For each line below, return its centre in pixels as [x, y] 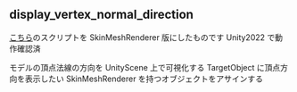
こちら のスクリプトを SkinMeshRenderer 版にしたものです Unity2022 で [142, 37]
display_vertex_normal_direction [102, 15]
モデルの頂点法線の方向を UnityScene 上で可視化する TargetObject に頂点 [145, 67]
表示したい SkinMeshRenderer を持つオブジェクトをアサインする [144, 79]
